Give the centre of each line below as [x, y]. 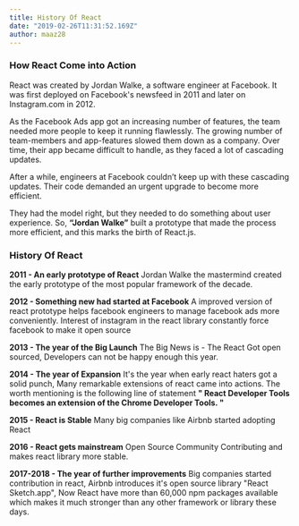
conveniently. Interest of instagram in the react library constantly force [139, 320]
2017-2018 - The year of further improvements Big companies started [140, 473]
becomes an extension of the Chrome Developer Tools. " [117, 403]
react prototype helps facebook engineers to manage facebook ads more [145, 310]
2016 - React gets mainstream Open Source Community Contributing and [146, 446]
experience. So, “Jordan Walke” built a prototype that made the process [143, 222]
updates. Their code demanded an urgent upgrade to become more [134, 186]
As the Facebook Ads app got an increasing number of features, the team [145, 121]
